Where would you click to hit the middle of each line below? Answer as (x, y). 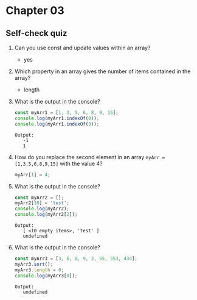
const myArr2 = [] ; (39, 198)
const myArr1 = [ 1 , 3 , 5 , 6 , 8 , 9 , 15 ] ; (67, 113)
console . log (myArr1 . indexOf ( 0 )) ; (57, 118)
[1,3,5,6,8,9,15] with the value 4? (58, 163)
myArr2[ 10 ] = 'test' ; (42, 203)
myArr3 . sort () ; (34, 264)
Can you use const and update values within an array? (82, 48)
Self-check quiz (36, 33)
